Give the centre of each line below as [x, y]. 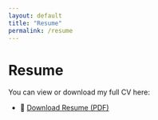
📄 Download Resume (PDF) [64, 108]
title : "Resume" [35, 23]
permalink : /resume [41, 30]
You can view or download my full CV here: [79, 92]
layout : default [35, 16]
